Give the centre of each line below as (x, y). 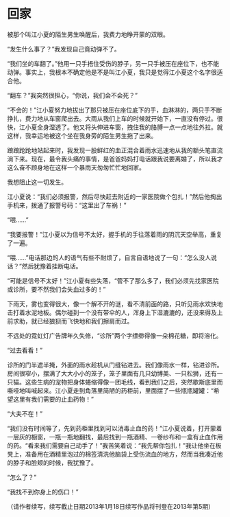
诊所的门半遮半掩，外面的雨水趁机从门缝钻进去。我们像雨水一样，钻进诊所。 (115, 365)
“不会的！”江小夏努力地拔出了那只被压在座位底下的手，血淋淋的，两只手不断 (115, 110)
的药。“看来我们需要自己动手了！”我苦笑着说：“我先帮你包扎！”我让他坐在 (111, 445)
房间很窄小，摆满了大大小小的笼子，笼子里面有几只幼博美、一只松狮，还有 (112, 373)
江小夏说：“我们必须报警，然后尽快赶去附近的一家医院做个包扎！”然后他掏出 (115, 196)
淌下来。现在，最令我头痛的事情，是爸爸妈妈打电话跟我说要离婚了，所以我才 (115, 159)
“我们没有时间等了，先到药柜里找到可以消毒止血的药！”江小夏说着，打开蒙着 (115, 428)
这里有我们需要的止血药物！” (53, 399)
